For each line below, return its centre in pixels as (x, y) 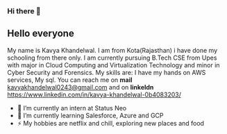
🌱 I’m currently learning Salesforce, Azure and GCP (91, 115)
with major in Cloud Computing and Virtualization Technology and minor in (113, 65)
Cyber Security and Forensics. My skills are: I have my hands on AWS (107, 72)
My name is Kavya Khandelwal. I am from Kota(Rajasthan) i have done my (112, 50)
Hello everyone (41, 34)
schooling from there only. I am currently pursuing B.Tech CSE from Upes (112, 58)
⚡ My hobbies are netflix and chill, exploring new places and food (111, 123)
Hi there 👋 (24, 11)
